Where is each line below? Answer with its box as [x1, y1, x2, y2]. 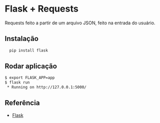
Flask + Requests [5, 3, 79, 15]
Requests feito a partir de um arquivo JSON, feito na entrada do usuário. [5, 20, 155, 26]
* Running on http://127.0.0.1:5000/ [7, 85, 87, 90]
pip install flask [9, 48, 49, 53]
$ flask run [5, 80, 30, 85]
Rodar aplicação [5, 62, 57, 71]
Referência [5, 99, 40, 107]
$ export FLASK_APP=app [5, 75, 55, 80]
